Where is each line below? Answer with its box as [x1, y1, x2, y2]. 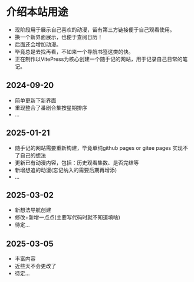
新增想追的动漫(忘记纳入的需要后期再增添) [14, 166, 117, 173]
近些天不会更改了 [14, 263, 57, 270]
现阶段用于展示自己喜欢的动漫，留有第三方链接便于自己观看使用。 [14, 26, 175, 33]
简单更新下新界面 [14, 97, 57, 104]
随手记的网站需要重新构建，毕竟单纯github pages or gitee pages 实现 [14, 144, 183, 151]
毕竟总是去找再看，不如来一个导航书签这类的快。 [14, 48, 134, 55]
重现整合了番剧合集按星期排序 [14, 104, 87, 111]
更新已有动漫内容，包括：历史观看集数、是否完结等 [14, 159, 139, 166]
